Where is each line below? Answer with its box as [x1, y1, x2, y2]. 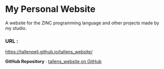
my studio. [5, 25, 27, 31]
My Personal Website [5, 3, 96, 15]
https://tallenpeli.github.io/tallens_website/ [5, 49, 93, 55]
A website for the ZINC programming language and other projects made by [5, 20, 159, 26]
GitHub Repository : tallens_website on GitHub [5, 59, 102, 65]
